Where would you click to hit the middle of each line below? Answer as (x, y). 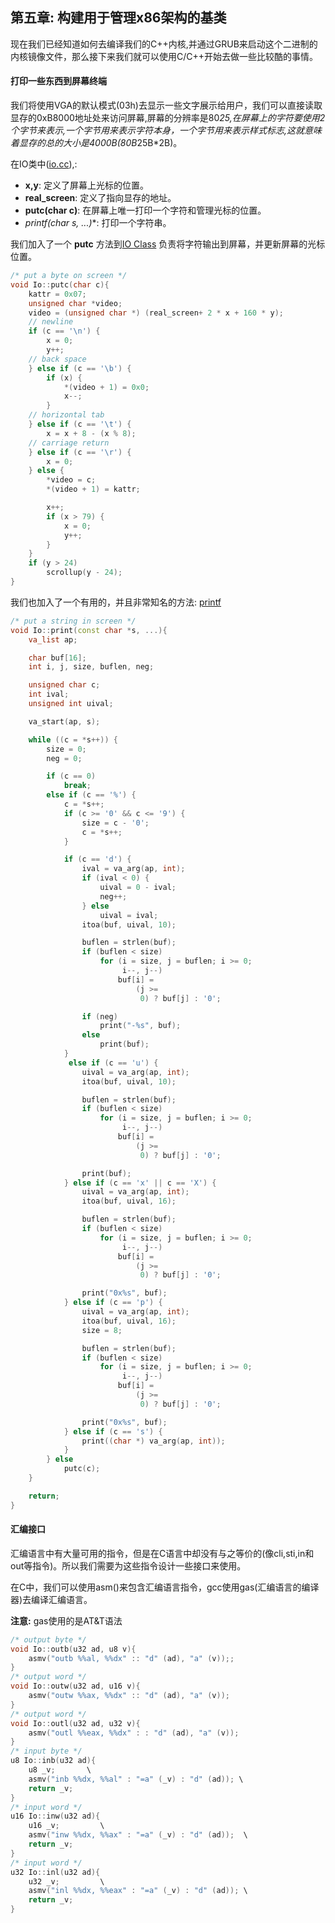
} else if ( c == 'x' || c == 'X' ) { (140, 1183)
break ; (77, 786)
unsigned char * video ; (75, 303)
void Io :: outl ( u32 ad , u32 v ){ (75, 1723)
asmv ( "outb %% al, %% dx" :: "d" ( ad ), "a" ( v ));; (131, 1658)
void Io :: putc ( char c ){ (60, 284)
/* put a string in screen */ (73, 621)
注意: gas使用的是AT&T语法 (66, 1620)
